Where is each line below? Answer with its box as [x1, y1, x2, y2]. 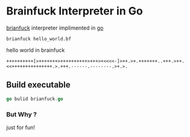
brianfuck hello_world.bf [6, 36, 71, 42]
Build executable [6, 80, 71, 90]
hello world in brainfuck [6, 46, 65, 54]
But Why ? [6, 110, 37, 118]
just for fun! [6, 124, 35, 131]
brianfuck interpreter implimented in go [6, 24, 104, 31]
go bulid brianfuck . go [6, 95, 63, 102]
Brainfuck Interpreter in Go [6, 4, 143, 18]
